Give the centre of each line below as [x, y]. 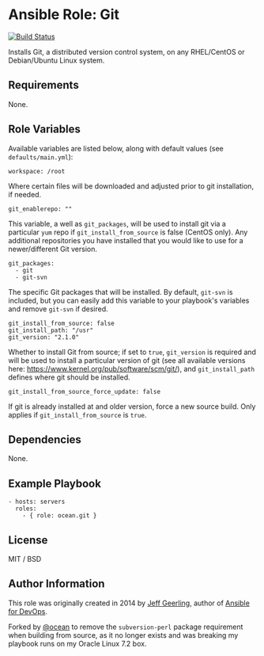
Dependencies [45, 439]
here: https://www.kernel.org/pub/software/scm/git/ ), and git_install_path [132, 368]
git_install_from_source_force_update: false [84, 391]
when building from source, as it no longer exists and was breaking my [123, 635]
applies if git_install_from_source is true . [77, 414]
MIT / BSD [25, 559]
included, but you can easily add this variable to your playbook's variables [129, 300]
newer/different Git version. [53, 249]
